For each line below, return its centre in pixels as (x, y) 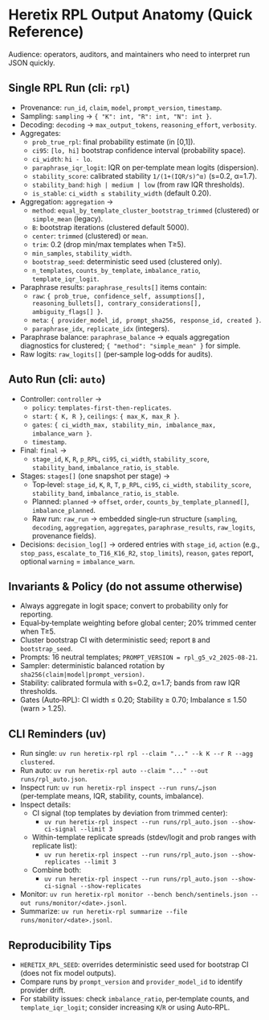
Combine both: (57, 870)
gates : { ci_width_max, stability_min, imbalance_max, (124, 424)
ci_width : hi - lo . (62, 159)
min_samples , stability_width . (82, 253)
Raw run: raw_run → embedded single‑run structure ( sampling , (134, 518)
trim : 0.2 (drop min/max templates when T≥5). (109, 244)
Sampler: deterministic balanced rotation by (92, 666)
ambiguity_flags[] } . (67, 311)
